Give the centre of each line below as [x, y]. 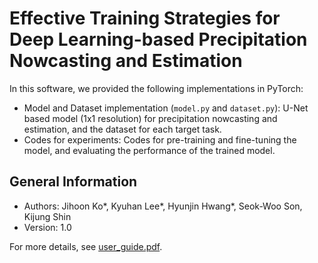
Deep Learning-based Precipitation [158, 39]
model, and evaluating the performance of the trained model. [149, 150]
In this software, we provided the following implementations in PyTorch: [156, 88]
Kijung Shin [47, 216]
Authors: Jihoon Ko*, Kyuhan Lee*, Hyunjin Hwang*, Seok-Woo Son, [163, 206]
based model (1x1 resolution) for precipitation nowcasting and [150, 118]
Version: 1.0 [47, 227]
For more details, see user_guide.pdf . [86, 246]
